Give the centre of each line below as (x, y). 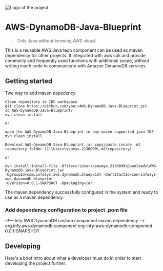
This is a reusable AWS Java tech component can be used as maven (74, 50)
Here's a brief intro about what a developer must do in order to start (73, 258)
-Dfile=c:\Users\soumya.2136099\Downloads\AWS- (109, 166)
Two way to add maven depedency (40, 93)
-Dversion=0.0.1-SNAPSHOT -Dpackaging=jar (49, 183)
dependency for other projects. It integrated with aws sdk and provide (75, 55)
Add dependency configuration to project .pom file (66, 210)
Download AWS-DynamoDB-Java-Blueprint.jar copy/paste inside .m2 (73, 145)
